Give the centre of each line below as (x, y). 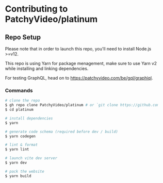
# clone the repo (23, 100)
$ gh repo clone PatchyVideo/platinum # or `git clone (62, 105)
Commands (19, 90)
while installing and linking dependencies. (47, 68)
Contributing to (36, 9)
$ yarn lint (17, 150)
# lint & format (21, 145)
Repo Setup (23, 37)
